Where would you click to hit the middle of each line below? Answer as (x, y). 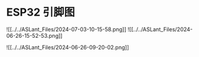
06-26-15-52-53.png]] (34, 35)
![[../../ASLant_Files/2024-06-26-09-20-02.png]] (68, 47)
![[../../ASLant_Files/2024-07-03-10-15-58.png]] (66, 29)
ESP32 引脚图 (40, 12)
